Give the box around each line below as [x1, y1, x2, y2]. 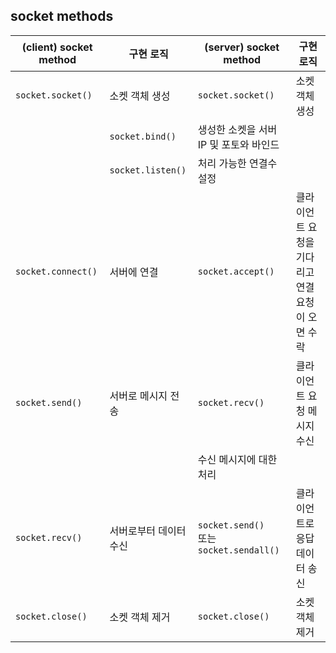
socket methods [10, 8, 114, 25]
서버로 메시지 [109, 389, 168, 403]
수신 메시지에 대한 [197, 452, 278, 466]
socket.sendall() [197, 544, 280, 556]
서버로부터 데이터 [109, 524, 187, 538]
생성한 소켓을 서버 [197, 122, 278, 136]
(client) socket [21, 40, 93, 54]
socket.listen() [109, 164, 187, 176]
